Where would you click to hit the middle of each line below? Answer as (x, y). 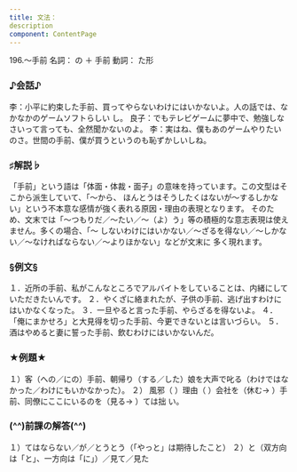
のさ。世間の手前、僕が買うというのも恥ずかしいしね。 (110, 140)
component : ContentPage (53, 34)
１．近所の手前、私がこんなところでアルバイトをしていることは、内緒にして (149, 288)
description (31, 26)
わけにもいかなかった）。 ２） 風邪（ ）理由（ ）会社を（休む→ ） (160, 390)
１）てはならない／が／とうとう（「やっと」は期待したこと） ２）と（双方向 (148, 447)
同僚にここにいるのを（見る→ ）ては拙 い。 (104, 401)
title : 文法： (33, 17)
